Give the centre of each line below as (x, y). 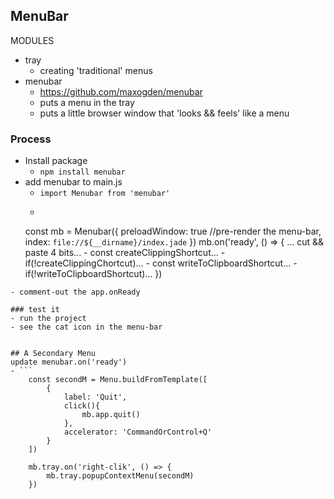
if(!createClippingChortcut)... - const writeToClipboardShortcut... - (161, 263)
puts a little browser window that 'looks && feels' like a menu (164, 113)
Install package (56, 161)
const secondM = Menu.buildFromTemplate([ (118, 380)
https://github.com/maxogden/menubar (121, 91)
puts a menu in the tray (87, 102)
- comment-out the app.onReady (75, 292)
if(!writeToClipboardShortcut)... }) (93, 274)
